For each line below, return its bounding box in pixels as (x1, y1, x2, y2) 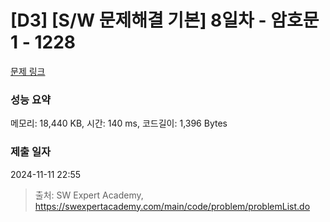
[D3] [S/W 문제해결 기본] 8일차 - (10, 9, 267, 32)
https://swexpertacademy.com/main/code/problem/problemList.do (34, 200, 311, 212)
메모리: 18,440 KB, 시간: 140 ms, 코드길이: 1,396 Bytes (10, 117, 228, 130)
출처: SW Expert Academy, (34, 189, 144, 201)
